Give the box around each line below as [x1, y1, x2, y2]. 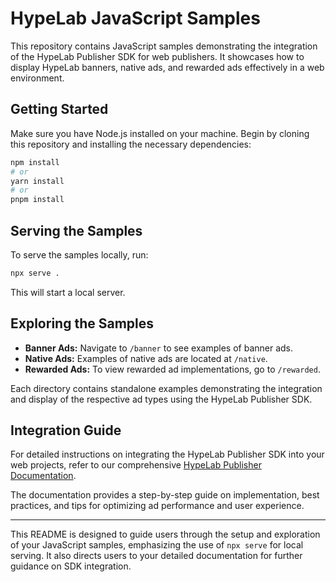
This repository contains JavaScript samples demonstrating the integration [10, 40, 318, 52]
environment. [10, 72, 65, 84]
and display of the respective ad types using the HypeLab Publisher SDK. [10, 393, 313, 405]
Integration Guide [10, 422, 122, 439]
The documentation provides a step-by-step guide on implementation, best [10, 489, 320, 501]
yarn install [10, 176, 65, 186]
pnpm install [10, 195, 65, 205]
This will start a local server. [10, 286, 126, 298]
